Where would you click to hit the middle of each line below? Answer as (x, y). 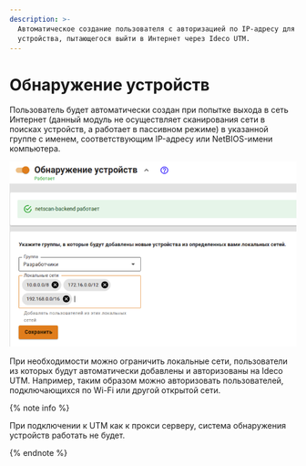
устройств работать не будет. (67, 435)
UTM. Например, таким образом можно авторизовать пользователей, (147, 381)
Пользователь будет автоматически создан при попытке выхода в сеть (149, 110)
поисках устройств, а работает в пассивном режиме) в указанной (139, 129)
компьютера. (35, 149)
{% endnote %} (39, 453)
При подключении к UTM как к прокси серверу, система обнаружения (148, 426)
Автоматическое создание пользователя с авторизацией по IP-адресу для (157, 29)
